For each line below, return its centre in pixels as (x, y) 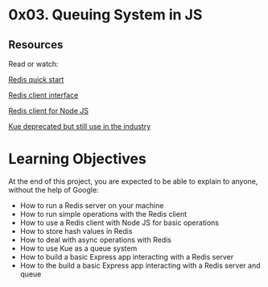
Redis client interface (43, 95)
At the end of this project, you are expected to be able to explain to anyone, (133, 181)
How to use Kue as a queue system (78, 248)
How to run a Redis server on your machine (92, 205)
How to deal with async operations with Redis (95, 239)
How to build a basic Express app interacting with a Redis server (127, 256)
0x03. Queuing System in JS (105, 15)
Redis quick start (36, 79)
